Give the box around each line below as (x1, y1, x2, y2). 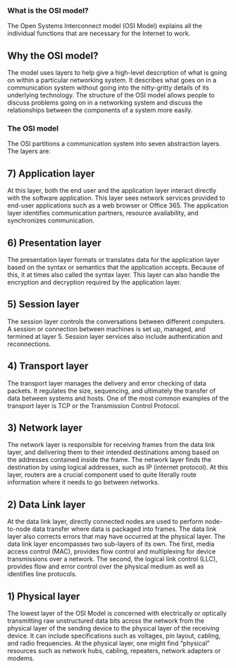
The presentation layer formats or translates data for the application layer (7, 256, 220, 264)
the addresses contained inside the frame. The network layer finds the (7, 455, 211, 464)
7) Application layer (7, 167, 95, 179)
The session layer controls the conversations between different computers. (7, 317, 225, 326)
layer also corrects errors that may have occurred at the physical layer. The (7, 532, 225, 541)
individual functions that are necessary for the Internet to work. (7, 29, 191, 37)
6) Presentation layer (7, 237, 102, 249)
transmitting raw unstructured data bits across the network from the (7, 616, 204, 625)
